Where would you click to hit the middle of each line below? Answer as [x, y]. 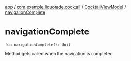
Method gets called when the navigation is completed [59, 53]
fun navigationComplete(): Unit [38, 45]
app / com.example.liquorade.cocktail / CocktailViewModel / [65, 7]
